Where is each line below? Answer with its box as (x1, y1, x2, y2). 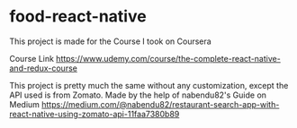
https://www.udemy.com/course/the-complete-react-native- (55, 53, 281, 64)
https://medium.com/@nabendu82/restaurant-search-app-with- (41, 98, 280, 109)
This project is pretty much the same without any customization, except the (9, 80, 289, 90)
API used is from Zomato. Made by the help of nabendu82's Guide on (9, 90, 267, 100)
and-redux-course (9, 63, 78, 73)
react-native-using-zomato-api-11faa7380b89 (9, 108, 180, 119)
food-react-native (9, 6, 147, 27)
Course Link (9, 53, 54, 64)
